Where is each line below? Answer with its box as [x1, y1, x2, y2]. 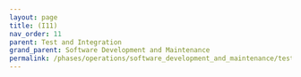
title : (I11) [9, 21, 58, 30]
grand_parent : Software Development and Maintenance [9, 46, 211, 55]
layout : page [9, 12, 58, 22]
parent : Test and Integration [9, 37, 123, 47]
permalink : [9, 54, 50, 63]
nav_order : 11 [9, 29, 63, 38]
